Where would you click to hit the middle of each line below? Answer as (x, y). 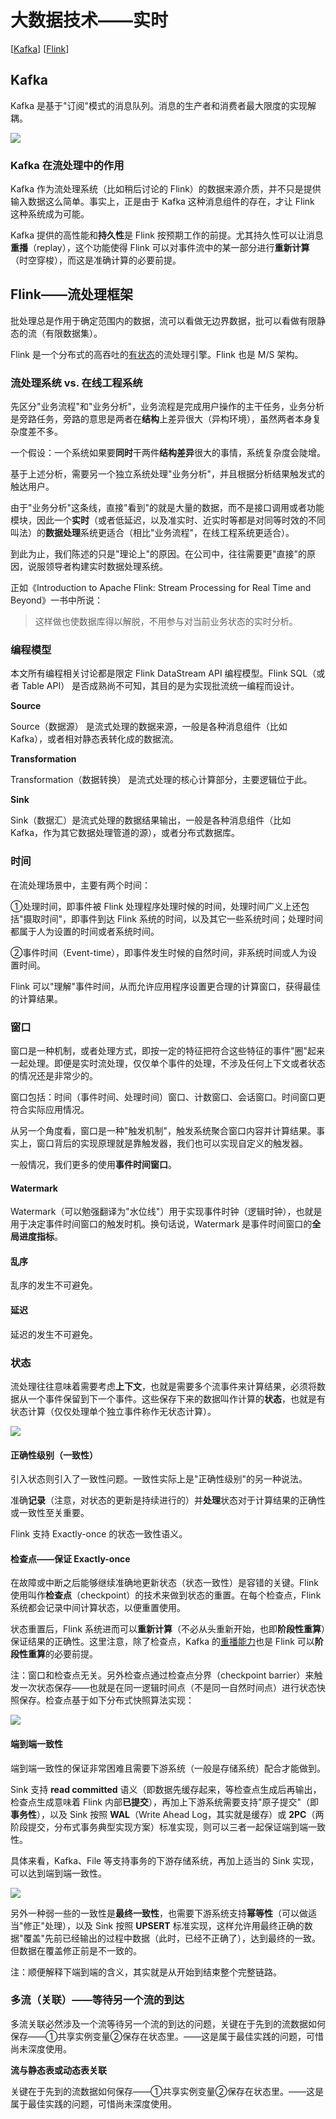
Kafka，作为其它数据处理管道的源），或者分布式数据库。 (125, 833)
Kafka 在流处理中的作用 (67, 165)
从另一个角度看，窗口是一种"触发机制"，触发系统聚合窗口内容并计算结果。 (163, 1131)
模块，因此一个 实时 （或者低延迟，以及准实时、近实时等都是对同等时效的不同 (168, 520)
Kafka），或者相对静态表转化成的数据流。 (94, 739)
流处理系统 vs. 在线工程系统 (76, 383)
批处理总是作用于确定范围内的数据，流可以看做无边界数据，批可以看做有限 (163, 320)
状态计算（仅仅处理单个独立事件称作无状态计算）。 (113, 1411)
